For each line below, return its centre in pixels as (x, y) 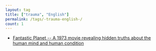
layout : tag (18, 10)
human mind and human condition (48, 43)
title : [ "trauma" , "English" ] (37, 14)
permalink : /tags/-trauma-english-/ (44, 19)
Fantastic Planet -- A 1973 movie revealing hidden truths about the (82, 38)
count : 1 (14, 24)
